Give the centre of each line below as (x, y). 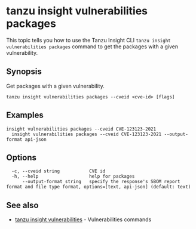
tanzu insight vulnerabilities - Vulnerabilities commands (83, 219)
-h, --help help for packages (73, 177)
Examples (25, 115)
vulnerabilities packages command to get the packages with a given (92, 47)
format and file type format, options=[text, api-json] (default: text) (99, 187)
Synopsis (24, 72)
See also (22, 205)
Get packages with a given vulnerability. (55, 86)
